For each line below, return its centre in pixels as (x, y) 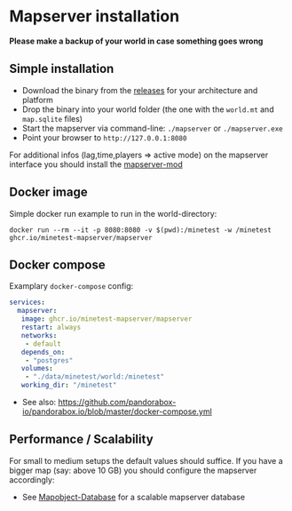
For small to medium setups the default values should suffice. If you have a (146, 460)
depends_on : (43, 352)
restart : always (51, 327)
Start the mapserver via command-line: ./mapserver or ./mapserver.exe (152, 128)
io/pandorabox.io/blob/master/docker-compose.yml (117, 411)
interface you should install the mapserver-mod (96, 164)
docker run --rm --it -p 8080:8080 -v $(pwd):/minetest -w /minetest (141, 230)
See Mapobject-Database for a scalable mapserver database (134, 497)
